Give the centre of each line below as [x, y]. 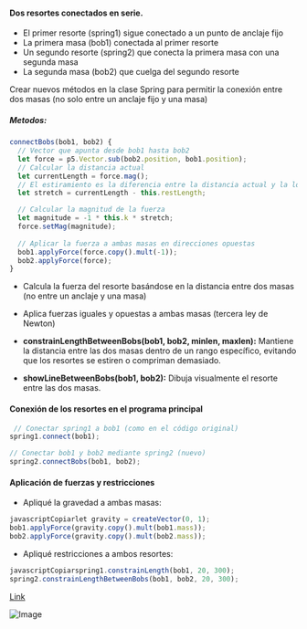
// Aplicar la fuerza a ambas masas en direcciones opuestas [137, 243]
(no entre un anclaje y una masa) [85, 296]
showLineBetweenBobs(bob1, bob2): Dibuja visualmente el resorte [150, 378]
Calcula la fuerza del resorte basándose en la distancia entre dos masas [159, 287]
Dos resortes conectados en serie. [76, 13]
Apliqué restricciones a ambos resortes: [98, 553]
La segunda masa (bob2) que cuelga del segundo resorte [131, 72]
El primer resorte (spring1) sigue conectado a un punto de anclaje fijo [153, 33]
